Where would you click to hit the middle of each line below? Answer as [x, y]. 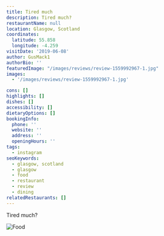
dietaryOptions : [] [31, 113]
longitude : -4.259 [35, 46]
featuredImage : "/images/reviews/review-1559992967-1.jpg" [83, 68]
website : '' [27, 130]
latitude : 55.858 [34, 40]
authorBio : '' [24, 62]
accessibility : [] [29, 107]
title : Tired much [29, 12]
